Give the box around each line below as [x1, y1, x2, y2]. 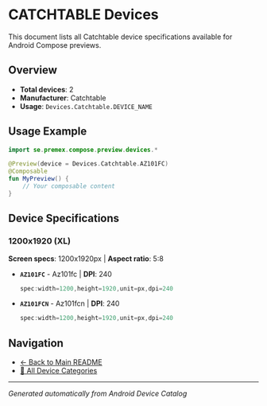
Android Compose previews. [8, 40, 102, 49]
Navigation [8, 336, 64, 349]
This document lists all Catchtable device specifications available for [8, 32, 233, 41]
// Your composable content [22, 182, 115, 190]
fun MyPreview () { [8, 175, 69, 183]
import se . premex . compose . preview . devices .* [8, 146, 158, 154]
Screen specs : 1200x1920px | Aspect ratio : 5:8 [8, 253, 164, 264]
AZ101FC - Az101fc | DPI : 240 [19, 269, 113, 279]
